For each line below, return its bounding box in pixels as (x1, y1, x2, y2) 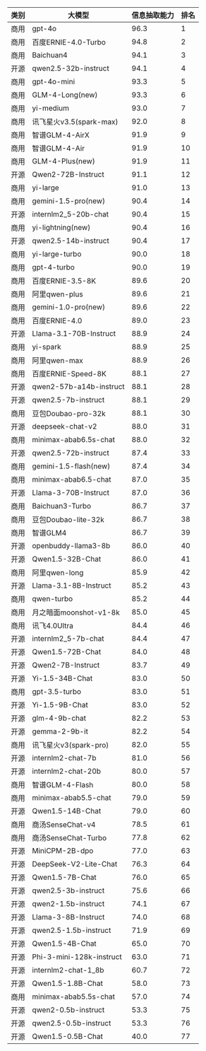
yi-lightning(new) (32, 223, 91, 232)
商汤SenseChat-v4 (32, 820, 96, 830)
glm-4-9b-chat (32, 714, 87, 723)
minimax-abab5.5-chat (32, 793, 111, 802)
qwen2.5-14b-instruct (32, 236, 109, 245)
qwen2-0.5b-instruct (32, 1005, 105, 1014)
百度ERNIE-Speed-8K (32, 369, 107, 378)
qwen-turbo (32, 594, 73, 603)
